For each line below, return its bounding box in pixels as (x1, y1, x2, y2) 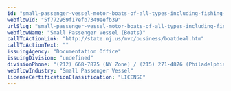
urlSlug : (7, 23, 32, 29)
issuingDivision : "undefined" (7, 55, 94, 62)
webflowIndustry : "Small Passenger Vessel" (7, 67, 134, 74)
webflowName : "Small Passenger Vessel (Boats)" (7, 29, 146, 36)
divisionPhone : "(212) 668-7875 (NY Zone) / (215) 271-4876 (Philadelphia (7, 61, 226, 68)
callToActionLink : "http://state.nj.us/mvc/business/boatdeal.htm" (7, 36, 205, 42)
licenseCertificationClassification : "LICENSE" (7, 73, 146, 81)
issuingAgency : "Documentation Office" (7, 49, 122, 55)
